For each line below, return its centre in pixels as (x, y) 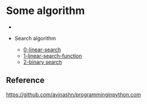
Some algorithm (45, 11)
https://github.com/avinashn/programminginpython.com (73, 94)
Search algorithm (35, 38)
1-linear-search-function (52, 56)
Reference (25, 80)
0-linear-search (42, 49)
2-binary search (43, 62)
